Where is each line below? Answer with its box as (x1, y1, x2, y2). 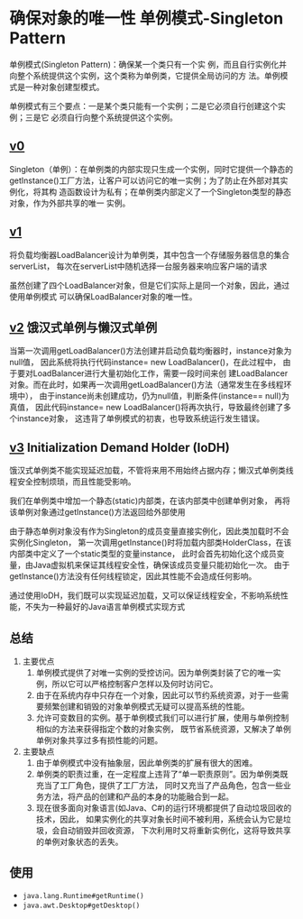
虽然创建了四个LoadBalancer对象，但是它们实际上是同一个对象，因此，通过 (9, 280, 290, 290)
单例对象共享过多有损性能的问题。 (35, 735, 163, 745)
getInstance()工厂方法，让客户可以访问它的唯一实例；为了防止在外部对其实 (9, 175, 289, 186)
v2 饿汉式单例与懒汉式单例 (9, 319, 158, 335)
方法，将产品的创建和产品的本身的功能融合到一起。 (43, 791, 234, 802)
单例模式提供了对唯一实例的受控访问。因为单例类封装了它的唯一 (35, 667, 273, 677)
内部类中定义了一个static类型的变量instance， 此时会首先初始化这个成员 (9, 548, 277, 559)
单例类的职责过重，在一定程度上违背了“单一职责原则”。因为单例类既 (35, 768, 289, 779)
